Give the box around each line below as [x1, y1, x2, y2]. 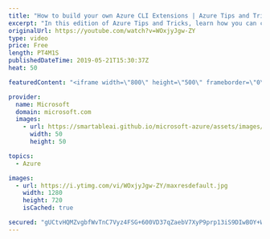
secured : [8, 218, 38, 226]
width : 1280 [22, 189, 63, 197]
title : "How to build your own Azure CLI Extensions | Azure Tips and [8, 11, 250, 20]
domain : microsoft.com [15, 107, 92, 116]
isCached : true [22, 204, 74, 213]
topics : [8, 152, 35, 160]
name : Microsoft [15, 100, 70, 108]
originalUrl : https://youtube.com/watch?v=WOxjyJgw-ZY [8, 26, 196, 34]
